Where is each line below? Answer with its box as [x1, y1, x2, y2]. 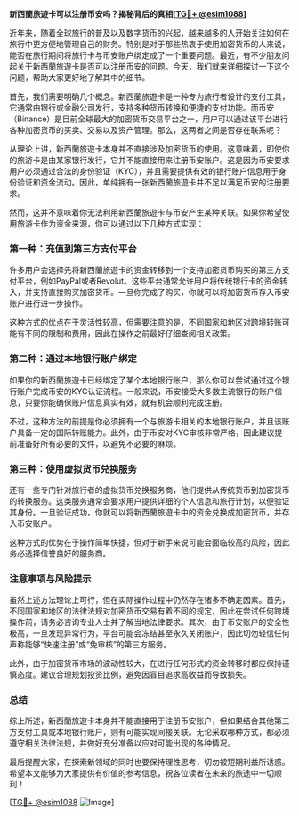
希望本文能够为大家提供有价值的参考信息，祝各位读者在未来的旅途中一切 [9, 768, 274, 779]
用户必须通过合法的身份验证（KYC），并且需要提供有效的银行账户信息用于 [9, 166, 279, 177]
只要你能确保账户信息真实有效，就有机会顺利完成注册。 [24, 397, 228, 408]
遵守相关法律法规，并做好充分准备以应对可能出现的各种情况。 [9, 738, 236, 748]
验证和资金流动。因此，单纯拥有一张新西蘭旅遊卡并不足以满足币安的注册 [16, 177, 282, 187]
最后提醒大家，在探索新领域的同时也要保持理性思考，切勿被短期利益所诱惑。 [9, 757, 290, 768]
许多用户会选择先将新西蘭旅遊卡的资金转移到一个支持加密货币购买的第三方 [9, 265, 282, 276]
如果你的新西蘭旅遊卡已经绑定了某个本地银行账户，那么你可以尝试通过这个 [9, 375, 282, 385]
